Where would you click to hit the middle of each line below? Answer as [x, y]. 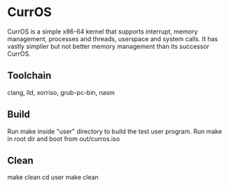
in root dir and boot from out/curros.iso [64, 139]
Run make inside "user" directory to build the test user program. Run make [115, 131]
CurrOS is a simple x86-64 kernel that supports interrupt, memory [103, 31]
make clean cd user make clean [53, 177]
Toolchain [29, 76]
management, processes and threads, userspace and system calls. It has [113, 38]
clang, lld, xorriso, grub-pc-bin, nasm [61, 92]
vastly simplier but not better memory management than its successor [109, 46]
